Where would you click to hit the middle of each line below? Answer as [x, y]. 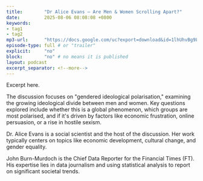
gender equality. [27, 147]
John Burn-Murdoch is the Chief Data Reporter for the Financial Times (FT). [100, 159]
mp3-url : [17, 40]
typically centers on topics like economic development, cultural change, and [101, 141]
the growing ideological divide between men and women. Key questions [96, 103]
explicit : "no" [31, 51]
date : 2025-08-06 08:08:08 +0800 [59, 17]
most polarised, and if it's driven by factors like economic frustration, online [100, 116]
